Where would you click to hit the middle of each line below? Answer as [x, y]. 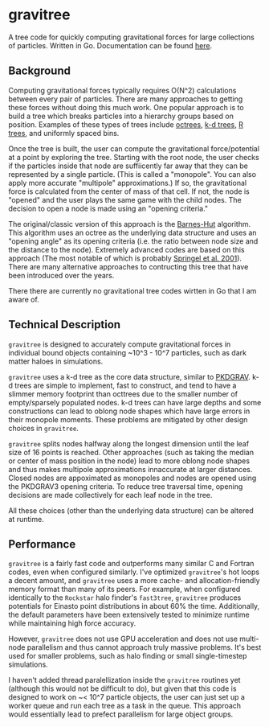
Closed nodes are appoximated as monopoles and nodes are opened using [132, 478]
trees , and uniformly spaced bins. [64, 133]
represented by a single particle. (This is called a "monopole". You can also [132, 174]
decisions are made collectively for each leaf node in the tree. [110, 495]
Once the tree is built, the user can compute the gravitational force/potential [134, 148]
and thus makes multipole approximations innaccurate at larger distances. [130, 469]
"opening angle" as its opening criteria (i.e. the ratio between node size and [133, 241]
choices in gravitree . [43, 428]
